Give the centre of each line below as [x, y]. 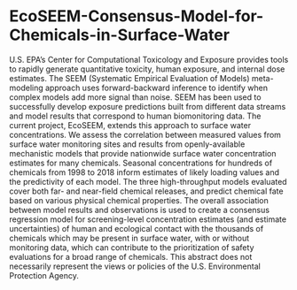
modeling [27, 88]
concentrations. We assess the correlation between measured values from [145, 134]
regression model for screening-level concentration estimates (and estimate [148, 219]
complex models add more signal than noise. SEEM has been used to [135, 97]
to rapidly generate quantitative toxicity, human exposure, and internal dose [147, 69]
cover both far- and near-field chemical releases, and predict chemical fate [146, 191]
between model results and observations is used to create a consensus [140, 210]
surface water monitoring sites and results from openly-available [127, 144]
